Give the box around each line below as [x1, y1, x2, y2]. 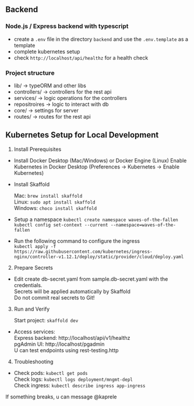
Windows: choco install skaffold [13, 204, 97, 211]
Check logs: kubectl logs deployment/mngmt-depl [13, 376, 133, 383]
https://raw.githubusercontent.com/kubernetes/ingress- [13, 249, 153, 254]
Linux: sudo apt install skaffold [13, 198, 96, 205]
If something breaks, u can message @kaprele [5, 393, 117, 400]
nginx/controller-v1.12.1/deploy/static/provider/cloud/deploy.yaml [13, 254, 184, 260]
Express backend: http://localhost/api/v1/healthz [13, 334, 130, 341]
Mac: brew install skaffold [13, 192, 83, 199]
